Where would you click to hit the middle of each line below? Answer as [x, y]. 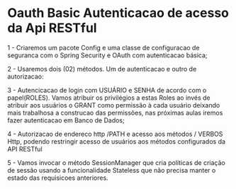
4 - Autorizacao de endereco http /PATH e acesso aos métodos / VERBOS [115, 134]
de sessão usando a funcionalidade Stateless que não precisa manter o [112, 170]
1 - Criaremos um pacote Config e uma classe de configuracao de [103, 47]
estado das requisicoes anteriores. [58, 178]
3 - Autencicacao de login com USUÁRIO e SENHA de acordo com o [107, 90]
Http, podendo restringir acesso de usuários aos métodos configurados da [116, 141]
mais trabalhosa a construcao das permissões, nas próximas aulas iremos [115, 113]
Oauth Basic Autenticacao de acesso [118, 13]
